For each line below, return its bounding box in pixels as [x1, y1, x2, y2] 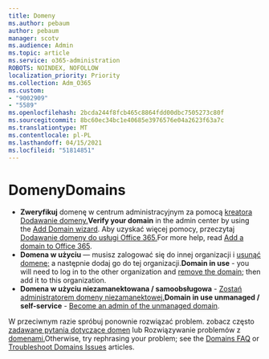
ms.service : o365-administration [8, 57, 120, 65]
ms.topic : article [8, 49, 70, 57]
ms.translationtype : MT [8, 124, 88, 132]
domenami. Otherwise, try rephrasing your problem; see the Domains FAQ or [8, 334, 259, 344]
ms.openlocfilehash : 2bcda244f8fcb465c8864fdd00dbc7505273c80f [8, 109, 225, 117]
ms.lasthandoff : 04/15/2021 [8, 138, 103, 147]
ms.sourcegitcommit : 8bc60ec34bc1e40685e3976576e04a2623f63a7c [8, 116, 225, 124]
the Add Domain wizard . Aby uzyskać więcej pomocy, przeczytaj [19, 224, 235, 234]
